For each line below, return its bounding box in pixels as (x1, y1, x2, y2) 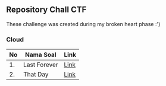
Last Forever (23, 60, 58, 69)
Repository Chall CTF (6, 5, 87, 15)
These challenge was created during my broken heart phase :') (6, 20, 161, 27)
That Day (23, 71, 49, 79)
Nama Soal (24, 50, 57, 59)
